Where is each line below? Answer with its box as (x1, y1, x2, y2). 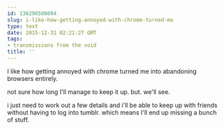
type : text (7, 23, 38, 30)
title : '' (7, 49, 36, 56)
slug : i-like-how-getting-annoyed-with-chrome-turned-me (7, 16, 174, 23)
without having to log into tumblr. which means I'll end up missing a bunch (7, 108, 217, 117)
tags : (7, 36, 23, 43)
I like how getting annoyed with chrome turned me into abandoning (7, 67, 197, 75)
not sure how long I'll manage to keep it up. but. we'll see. (7, 87, 170, 96)
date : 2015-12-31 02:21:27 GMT (7, 29, 97, 36)
